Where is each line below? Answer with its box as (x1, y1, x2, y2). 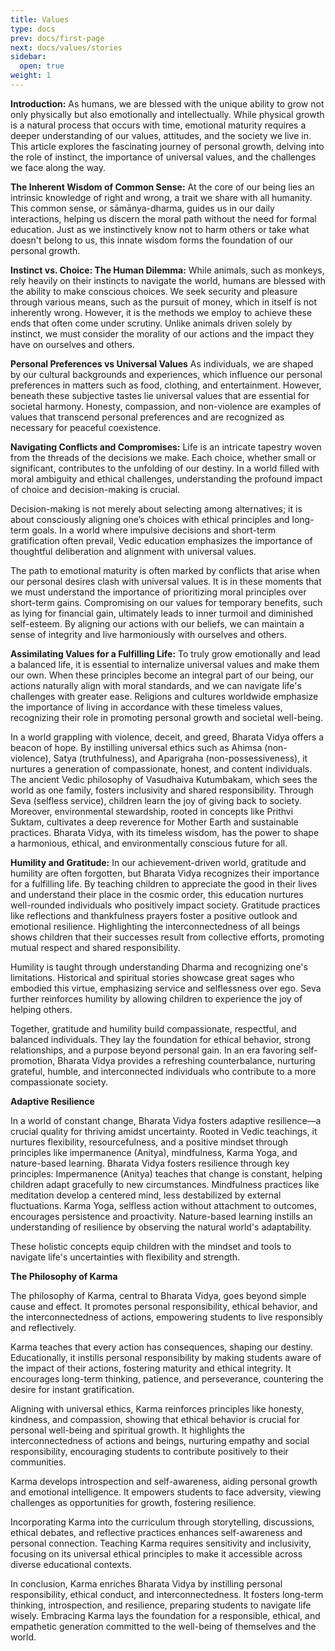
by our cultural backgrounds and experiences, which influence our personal (10, 368, 323, 380)
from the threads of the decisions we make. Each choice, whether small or (10, 451, 317, 463)
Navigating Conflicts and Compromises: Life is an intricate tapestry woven (10, 441, 322, 453)
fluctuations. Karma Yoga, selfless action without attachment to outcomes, (10, 1199, 317, 1211)
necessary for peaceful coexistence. (10, 421, 162, 433)
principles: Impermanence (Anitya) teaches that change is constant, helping (10, 1167, 323, 1180)
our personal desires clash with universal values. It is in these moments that (10, 575, 322, 587)
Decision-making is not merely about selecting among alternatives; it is (10, 502, 303, 515)
